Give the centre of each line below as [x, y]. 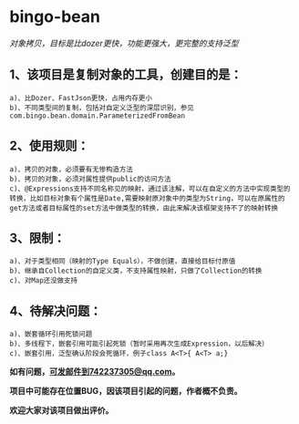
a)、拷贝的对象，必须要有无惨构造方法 [72, 169]
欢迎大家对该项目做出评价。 [62, 410]
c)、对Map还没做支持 [44, 281]
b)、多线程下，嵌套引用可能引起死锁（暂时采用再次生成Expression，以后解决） [139, 344]
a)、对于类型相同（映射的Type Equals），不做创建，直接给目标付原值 [123, 262]
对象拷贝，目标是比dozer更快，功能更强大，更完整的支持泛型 [124, 43]
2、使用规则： [49, 146]
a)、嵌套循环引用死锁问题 [51, 335]
